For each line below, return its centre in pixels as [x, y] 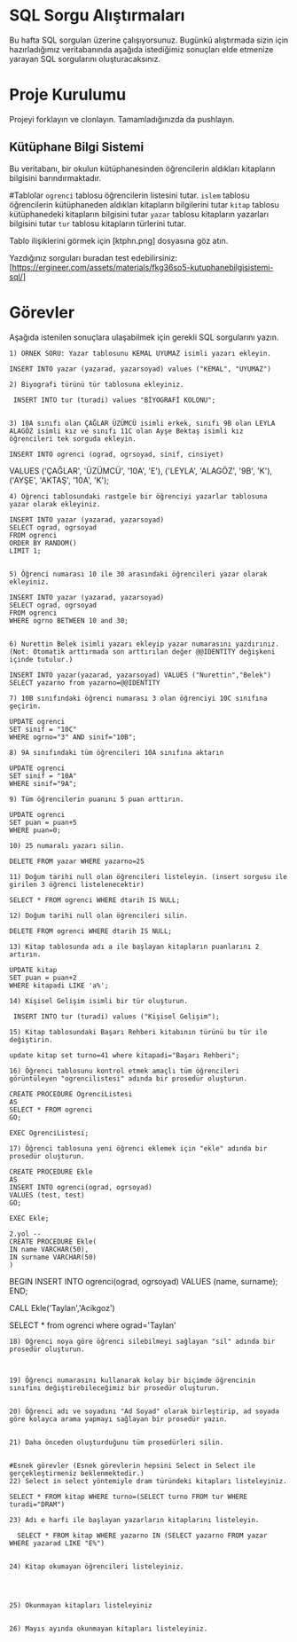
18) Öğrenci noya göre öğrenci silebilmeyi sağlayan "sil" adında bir [142, 1341]
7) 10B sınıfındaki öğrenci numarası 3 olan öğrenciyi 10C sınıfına [138, 698]
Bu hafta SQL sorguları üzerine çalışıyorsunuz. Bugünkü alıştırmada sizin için [149, 40]
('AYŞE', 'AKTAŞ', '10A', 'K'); [59, 480]
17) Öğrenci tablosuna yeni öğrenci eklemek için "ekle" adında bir [138, 1148]
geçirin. [25, 706]
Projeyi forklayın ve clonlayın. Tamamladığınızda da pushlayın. [122, 119]
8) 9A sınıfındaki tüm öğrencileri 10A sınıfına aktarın [117, 752]
